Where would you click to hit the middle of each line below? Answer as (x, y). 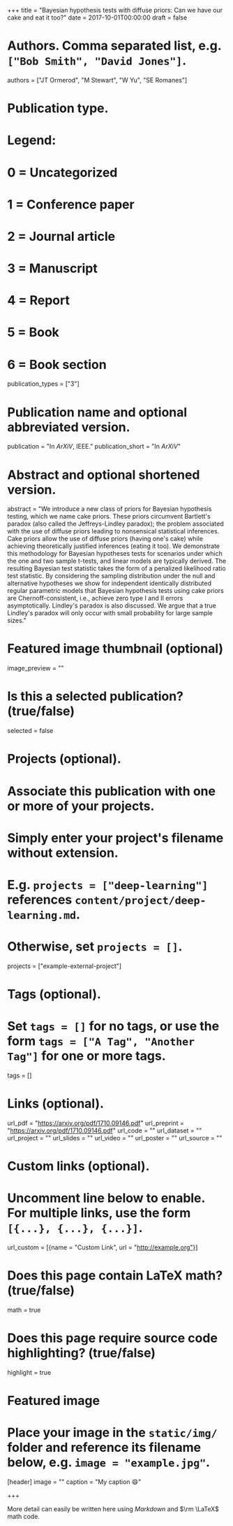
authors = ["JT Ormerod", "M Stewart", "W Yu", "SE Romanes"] (97, 80)
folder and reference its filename (104, 1448)
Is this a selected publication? (95, 696)
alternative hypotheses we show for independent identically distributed (109, 583)
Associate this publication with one (112, 791)
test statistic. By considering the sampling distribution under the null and (111, 576)
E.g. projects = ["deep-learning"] (108, 884)
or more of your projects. (81, 806)
